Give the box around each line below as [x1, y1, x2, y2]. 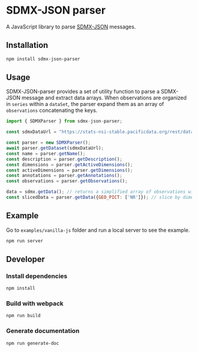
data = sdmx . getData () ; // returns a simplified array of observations [6, 189, 186, 195]
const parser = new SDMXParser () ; [6, 140, 91, 146]
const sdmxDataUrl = [6, 129, 57, 135]
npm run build [6, 313, 41, 319]
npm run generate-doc [6, 340, 60, 346]
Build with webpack [6, 299, 64, 308]
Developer [6, 254, 45, 264]
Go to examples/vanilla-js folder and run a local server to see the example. [6, 226, 190, 234]
